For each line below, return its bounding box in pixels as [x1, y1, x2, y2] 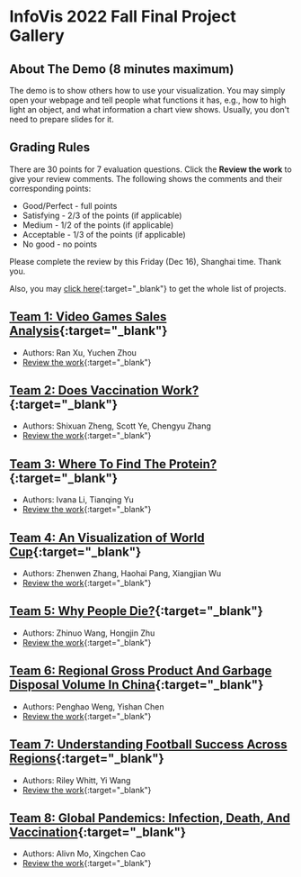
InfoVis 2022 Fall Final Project [9, 6, 236, 27]
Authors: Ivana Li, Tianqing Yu [22, 494, 134, 505]
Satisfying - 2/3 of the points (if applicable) [22, 210, 182, 221]
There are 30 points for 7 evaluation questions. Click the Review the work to [9, 164, 292, 175]
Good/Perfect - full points [22, 200, 118, 211]
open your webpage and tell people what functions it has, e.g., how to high [9, 95, 287, 105]
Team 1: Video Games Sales [9, 309, 167, 325]
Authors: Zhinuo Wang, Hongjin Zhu [22, 628, 155, 638]
